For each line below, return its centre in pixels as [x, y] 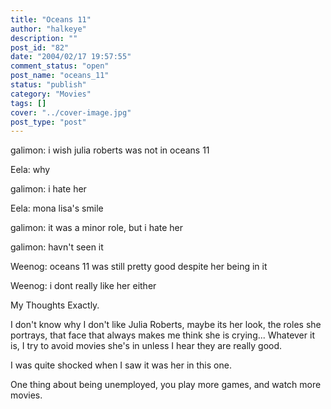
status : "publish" [48, 85]
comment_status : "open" [60, 66]
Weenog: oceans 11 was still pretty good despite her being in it [139, 267]
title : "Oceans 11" [51, 19]
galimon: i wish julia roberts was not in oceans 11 [110, 150]
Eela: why [30, 170]
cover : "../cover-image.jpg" [71, 112]
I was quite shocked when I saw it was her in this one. [121, 365]
